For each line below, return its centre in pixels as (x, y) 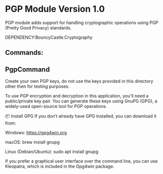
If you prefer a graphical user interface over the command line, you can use (81, 161)
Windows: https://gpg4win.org (36, 133)
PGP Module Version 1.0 (55, 9)
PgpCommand (27, 69)
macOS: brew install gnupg (32, 142)
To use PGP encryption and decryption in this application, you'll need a (77, 96)
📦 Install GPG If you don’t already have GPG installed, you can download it (81, 116)
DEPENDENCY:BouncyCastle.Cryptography (49, 37)
